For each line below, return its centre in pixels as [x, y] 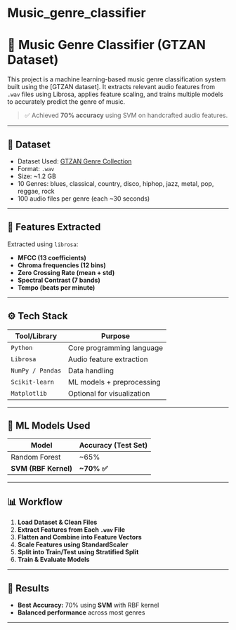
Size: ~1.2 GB [37, 176]
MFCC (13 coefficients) [52, 257]
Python [22, 348]
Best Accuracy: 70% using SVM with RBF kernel [88, 605]
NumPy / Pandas [36, 370]
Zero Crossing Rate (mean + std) [66, 272]
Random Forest [36, 457]
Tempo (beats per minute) [56, 287]
